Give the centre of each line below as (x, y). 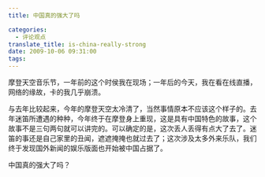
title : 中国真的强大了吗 (44, 15)
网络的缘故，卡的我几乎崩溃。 (56, 92)
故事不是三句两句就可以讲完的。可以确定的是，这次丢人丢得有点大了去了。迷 (132, 128)
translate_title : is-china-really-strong (77, 44)
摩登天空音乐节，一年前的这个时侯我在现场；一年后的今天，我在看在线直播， (132, 82)
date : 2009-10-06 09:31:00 (52, 52)
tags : (17, 59)
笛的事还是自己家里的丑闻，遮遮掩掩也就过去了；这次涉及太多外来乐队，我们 (132, 138)
